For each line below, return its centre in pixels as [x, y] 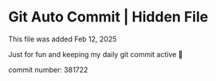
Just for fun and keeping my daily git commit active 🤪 [96, 54]
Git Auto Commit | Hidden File [108, 17]
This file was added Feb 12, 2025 [63, 39]
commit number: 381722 [48, 69]
